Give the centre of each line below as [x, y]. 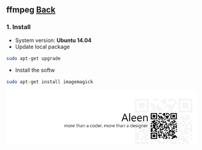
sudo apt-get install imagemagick [50, 82]
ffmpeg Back [31, 10]
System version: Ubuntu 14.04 [53, 40]
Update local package [42, 46]
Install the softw [35, 70]
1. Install [19, 27]
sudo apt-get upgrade [34, 58]
